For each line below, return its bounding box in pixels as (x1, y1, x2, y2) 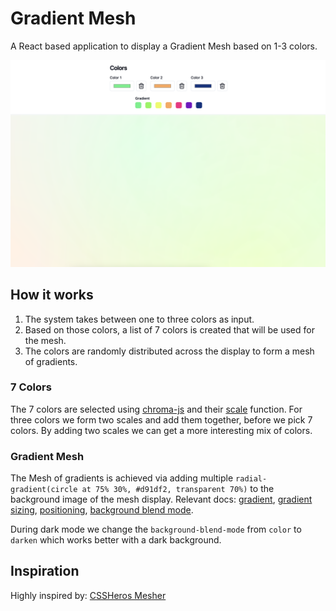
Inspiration (10, 563, 80, 580)
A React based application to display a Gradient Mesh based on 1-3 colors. (10, 40, 318, 52)
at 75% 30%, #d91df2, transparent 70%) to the (81, 483, 275, 495)
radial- (235, 474, 268, 484)
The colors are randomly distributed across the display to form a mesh (24, 345, 315, 357)
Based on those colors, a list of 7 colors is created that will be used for (24, 323, 315, 336)
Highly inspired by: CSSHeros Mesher (10, 589, 167, 601)
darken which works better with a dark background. (10, 534, 222, 546)
